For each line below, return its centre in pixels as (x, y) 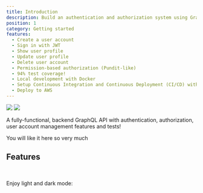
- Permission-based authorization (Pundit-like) (74, 68)
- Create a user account (43, 40)
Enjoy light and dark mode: (40, 183)
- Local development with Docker (54, 79)
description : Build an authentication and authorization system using (97, 17)
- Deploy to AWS (32, 90)
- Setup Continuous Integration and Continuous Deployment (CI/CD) (98, 85)
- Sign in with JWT (36, 46)
